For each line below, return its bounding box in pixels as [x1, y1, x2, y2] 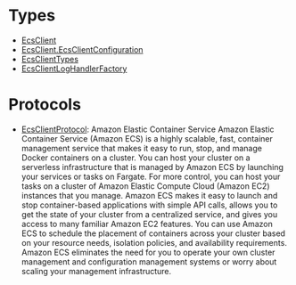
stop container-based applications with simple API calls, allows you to [21, 199, 278, 210]
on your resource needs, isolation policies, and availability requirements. [21, 237, 287, 248]
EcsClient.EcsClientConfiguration [21, 44, 144, 54]
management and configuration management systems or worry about [21, 256, 277, 267]
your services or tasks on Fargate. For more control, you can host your [21, 171, 281, 182]
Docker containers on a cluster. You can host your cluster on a [21, 152, 251, 163]
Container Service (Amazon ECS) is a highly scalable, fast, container [21, 133, 273, 143]
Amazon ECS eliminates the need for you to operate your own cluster [21, 247, 275, 257]
